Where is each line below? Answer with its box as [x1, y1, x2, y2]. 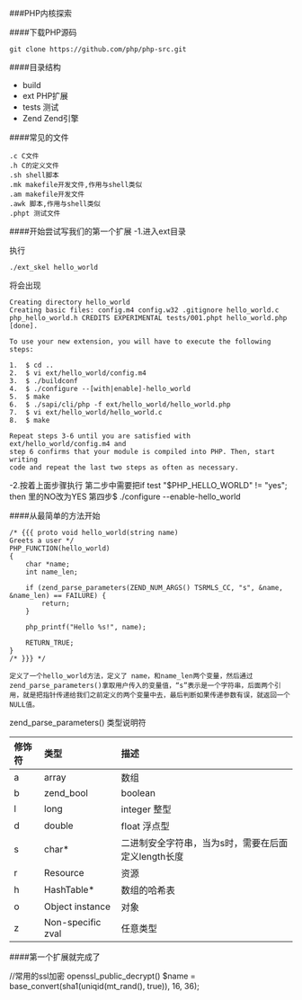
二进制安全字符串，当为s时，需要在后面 [120, 837, 289, 849]
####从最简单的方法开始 [9, 511, 101, 521]
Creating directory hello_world [9, 298, 130, 307]
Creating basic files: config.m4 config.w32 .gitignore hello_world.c [9, 306, 280, 315]
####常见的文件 [9, 132, 69, 142]
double [43, 819, 74, 832]
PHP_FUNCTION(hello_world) [9, 544, 111, 553]
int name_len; [25, 567, 78, 576]
